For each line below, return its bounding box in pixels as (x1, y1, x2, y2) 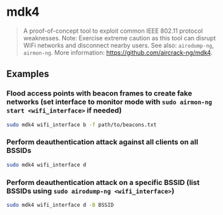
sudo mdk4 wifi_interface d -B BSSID (6, 201, 114, 208)
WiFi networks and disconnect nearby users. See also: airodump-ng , (23, 41, 215, 49)
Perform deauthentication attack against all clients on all (6, 137, 199, 147)
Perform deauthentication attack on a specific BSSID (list (6, 177, 200, 187)
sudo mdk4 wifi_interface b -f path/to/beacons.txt (6, 121, 157, 128)
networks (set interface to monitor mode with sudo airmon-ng (6, 97, 213, 106)
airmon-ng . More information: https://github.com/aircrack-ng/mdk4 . (23, 48, 213, 57)
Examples (6, 68, 49, 80)
